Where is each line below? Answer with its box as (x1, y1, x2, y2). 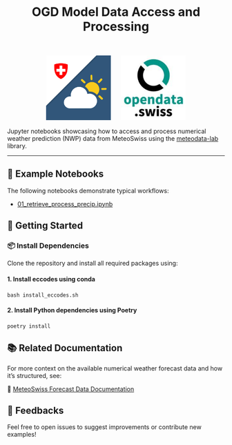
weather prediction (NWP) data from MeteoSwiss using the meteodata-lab (7, 134, 219, 142)
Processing (82, 19, 150, 34)
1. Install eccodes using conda (7, 275, 95, 284)
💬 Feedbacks (7, 405, 64, 417)
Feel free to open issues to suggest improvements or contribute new (7, 423, 202, 431)
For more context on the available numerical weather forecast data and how (7, 364, 223, 373)
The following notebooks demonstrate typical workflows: (7, 186, 169, 195)
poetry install (7, 322, 51, 330)
